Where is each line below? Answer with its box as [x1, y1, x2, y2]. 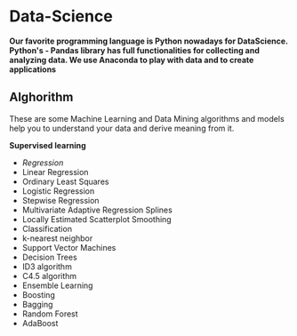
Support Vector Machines [21, 242, 116, 252]
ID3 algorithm [21, 260, 73, 272]
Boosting [21, 289, 55, 300]
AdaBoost [21, 317, 59, 328]
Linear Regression [21, 166, 89, 177]
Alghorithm [9, 90, 74, 105]
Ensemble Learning [21, 280, 93, 291]
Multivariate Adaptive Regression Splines [21, 204, 173, 215]
